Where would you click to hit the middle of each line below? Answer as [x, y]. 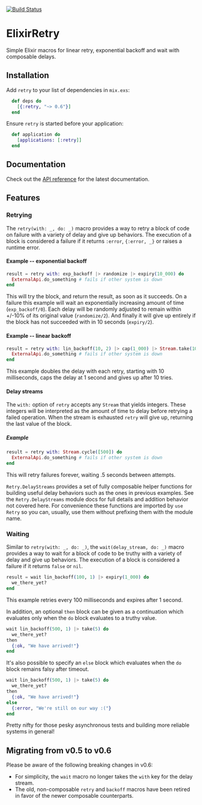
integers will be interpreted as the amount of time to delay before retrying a [99, 411]
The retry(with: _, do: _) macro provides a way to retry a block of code [98, 228]
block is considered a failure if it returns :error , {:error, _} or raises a [94, 241]
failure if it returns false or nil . [44, 566]
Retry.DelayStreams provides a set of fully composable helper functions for [99, 486]
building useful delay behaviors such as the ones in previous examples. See [100, 492]
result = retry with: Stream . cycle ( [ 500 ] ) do [64, 452]
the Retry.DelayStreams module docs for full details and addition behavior [97, 499]
